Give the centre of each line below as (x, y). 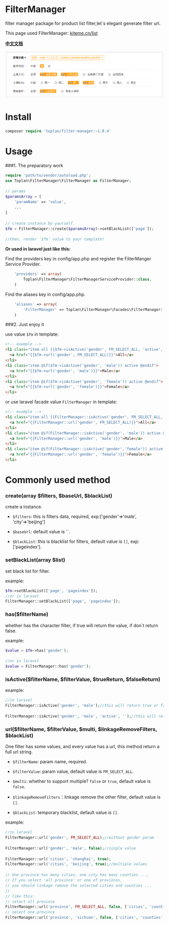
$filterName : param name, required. (50, 762)
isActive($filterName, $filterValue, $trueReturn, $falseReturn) (83, 679)
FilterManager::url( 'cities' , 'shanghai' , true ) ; (58, 859)
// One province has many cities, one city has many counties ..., (77, 875)
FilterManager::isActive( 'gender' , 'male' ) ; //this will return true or (82, 706)
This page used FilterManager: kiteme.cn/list (52, 33)
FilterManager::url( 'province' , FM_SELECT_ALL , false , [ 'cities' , (76, 907)
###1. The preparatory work (34, 165)
